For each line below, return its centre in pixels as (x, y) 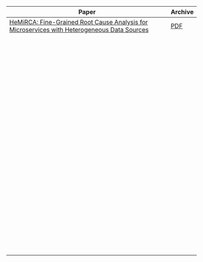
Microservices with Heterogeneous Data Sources (79, 30)
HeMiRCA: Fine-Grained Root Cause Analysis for (79, 22)
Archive (182, 12)
